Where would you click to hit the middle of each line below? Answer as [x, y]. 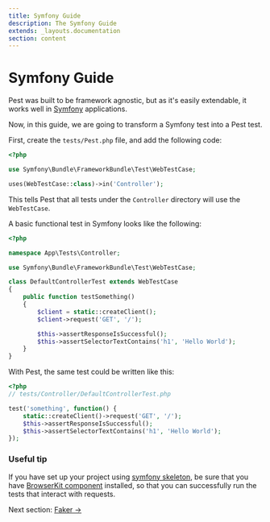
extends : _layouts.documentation [64, 31]
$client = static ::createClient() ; [97, 312]
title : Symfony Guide [45, 16]
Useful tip [28, 459]
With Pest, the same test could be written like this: [91, 372]
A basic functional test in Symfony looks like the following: [105, 223]
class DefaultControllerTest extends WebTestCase [93, 282]
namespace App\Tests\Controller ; [64, 253]
